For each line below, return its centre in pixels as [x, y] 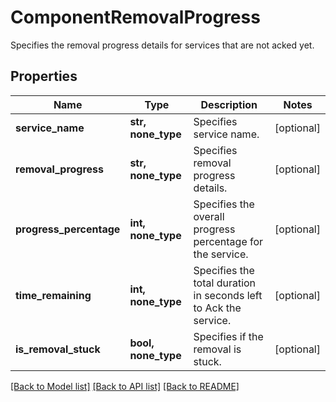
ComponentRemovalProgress [135, 17]
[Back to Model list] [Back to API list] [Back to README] [125, 386]
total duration [225, 283]
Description [229, 104]
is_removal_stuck [58, 349]
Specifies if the [228, 336]
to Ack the [217, 308]
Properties [44, 76]
